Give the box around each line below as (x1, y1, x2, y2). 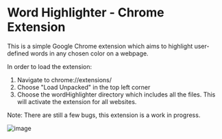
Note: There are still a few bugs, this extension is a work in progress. (7, 111, 201, 119)
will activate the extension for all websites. (16, 97, 137, 105)
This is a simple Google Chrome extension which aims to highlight (7, 42, 193, 50)
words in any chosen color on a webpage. (30, 49, 149, 58)
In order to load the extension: (7, 62, 92, 71)
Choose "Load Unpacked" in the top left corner (16, 83, 151, 91)
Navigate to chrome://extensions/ (16, 75, 112, 84)
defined (7, 49, 29, 58)
